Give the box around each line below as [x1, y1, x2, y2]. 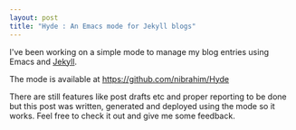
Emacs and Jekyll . [9, 56, 78, 67]
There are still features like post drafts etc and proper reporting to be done [9, 91, 287, 102]
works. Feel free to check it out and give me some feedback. [9, 110, 235, 121]
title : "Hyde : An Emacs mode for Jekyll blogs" [9, 22, 196, 31]
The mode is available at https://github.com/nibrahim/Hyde [9, 73, 229, 84]
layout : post [9, 13, 59, 23]
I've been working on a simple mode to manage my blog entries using [9, 46, 270, 57]
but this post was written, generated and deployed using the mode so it [9, 100, 276, 111]
